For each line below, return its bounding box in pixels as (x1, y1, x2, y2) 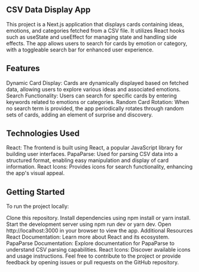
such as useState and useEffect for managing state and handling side (6, 33, 177, 41)
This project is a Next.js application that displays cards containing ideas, (6, 20, 184, 27)
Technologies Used (6, 129, 79, 139)
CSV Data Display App (6, 5, 91, 15)
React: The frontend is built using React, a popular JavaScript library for (6, 144, 183, 151)
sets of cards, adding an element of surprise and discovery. (6, 111, 154, 118)
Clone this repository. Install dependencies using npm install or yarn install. (6, 215, 191, 222)
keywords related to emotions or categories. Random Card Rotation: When (6, 98, 189, 105)
